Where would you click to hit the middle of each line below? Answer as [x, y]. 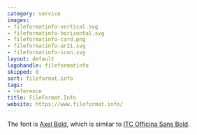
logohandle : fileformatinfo [48, 65]
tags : [15, 85]
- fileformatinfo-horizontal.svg [56, 33]
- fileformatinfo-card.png [46, 40]
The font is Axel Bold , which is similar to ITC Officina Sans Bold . [98, 124]
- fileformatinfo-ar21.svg [46, 46]
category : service [34, 14]
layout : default [31, 59]
